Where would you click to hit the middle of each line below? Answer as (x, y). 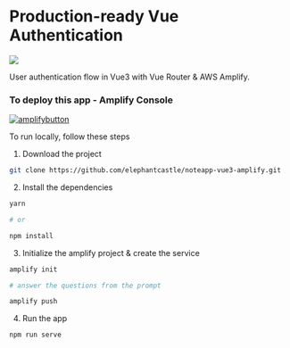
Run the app (45, 319)
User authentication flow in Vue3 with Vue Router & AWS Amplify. (129, 77)
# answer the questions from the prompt (86, 286)
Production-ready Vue (94, 17)
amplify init (33, 269)
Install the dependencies (67, 187)
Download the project (62, 154)
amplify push (33, 302)
